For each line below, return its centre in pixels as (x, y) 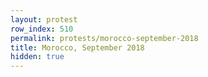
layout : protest (44, 19)
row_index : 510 (42, 29)
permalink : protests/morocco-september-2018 (104, 38)
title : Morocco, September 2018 (77, 47)
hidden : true (37, 57)
